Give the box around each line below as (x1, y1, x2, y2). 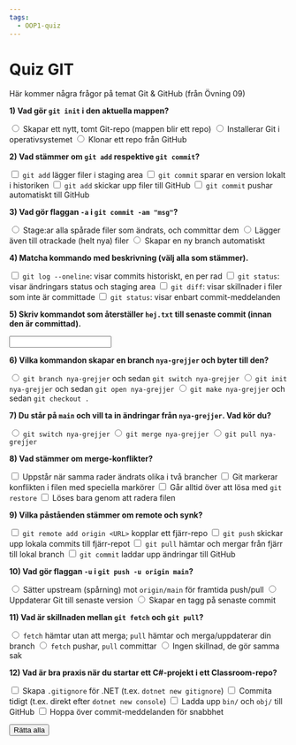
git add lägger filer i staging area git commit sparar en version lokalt (21, 170, 286, 180)
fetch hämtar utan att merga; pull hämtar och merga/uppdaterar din (22, 630, 272, 641)
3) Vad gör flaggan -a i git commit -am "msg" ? (9, 207, 178, 218)
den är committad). (9, 319, 81, 329)
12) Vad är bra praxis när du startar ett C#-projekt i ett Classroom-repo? (9, 667, 277, 678)
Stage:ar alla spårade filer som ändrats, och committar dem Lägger (22, 225, 281, 235)
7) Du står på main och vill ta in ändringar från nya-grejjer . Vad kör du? (9, 411, 272, 421)
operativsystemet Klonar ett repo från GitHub (9, 134, 187, 145)
